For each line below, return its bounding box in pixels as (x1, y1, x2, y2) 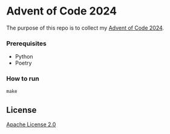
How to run (6, 74, 39, 83)
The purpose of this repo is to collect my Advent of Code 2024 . (6, 24, 165, 31)
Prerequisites (6, 39, 47, 48)
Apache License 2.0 (6, 121, 56, 128)
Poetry (15, 59, 32, 67)
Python (15, 53, 33, 60)
